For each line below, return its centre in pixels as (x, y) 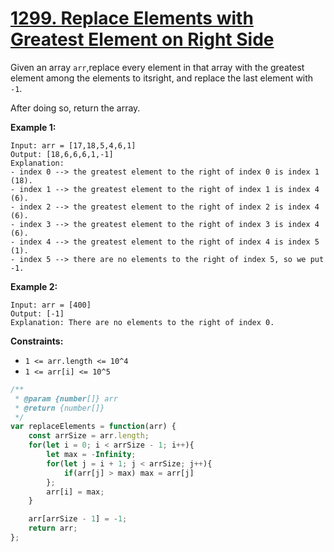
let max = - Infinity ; (91, 455)
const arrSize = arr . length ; (89, 436)
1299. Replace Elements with (132, 18)
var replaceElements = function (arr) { (93, 427)
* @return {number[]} (59, 408)
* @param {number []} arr (66, 398)
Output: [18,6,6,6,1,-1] (62, 154)
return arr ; (53, 528)
